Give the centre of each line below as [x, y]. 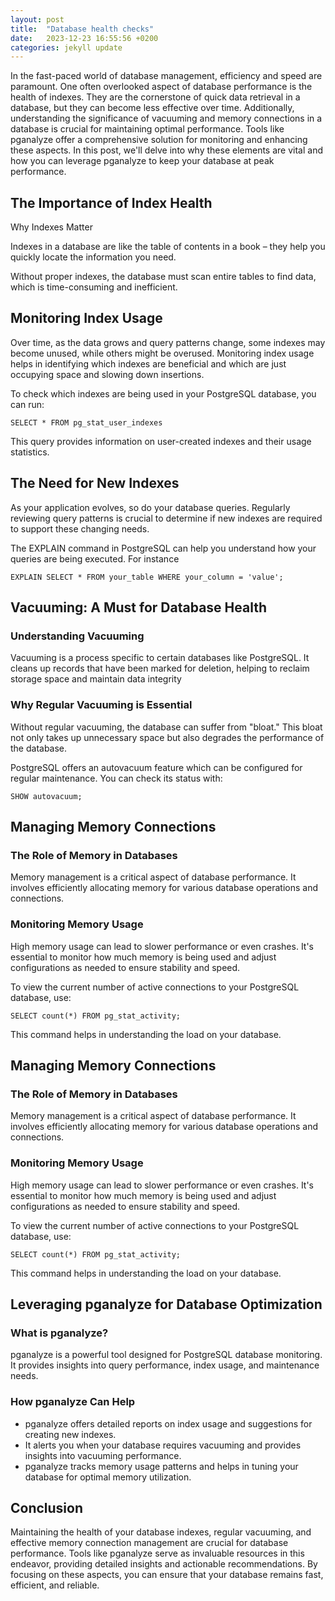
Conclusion [47, 1508]
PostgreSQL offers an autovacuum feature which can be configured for [156, 767]
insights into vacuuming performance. [103, 1455]
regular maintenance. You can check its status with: [116, 778]
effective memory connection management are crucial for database [149, 1543]
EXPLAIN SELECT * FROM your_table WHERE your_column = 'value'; [147, 577]
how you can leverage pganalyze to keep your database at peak [142, 161]
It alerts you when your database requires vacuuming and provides [163, 1445]
